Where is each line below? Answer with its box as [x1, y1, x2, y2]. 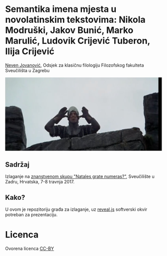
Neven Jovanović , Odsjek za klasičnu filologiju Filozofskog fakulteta [5, 62, 144, 68]
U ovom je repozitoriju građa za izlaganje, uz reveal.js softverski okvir [5, 206, 148, 212]
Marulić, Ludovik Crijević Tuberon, [5, 35, 151, 47]
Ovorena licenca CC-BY [5, 246, 54, 252]
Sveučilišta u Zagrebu [5, 67, 50, 73]
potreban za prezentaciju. [5, 212, 58, 218]
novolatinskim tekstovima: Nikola [5, 14, 146, 25]
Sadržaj [5, 160, 30, 169]
